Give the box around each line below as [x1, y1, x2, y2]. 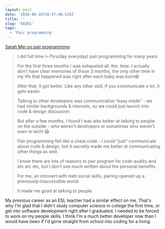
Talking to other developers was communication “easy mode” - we [17, 98, 153, 104]
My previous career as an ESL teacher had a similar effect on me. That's [5, 197, 152, 203]
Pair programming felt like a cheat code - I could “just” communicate [17, 138, 157, 144]
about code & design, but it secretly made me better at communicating [17, 143, 161, 149]
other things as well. [17, 149, 59, 154]
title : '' [5, 16, 26, 21]
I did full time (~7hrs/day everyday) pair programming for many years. [17, 53, 159, 59]
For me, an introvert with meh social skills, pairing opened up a [17, 173, 145, 179]
